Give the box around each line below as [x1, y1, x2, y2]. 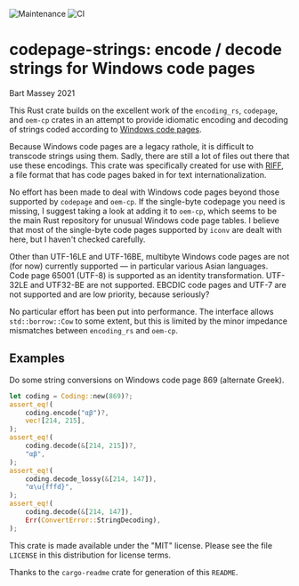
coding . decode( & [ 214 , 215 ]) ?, [25, 441, 138, 450]
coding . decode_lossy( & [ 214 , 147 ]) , [25, 474, 158, 484]
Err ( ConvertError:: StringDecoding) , [25, 516, 162, 525]
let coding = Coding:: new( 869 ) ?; [9, 391, 133, 400]
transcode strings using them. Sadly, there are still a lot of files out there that [9, 150, 290, 161]
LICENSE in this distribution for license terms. [9, 550, 172, 560]
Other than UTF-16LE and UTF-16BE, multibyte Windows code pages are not [9, 251, 290, 261]
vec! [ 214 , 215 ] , [25, 416, 86, 426]
